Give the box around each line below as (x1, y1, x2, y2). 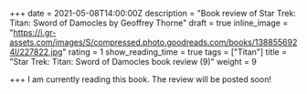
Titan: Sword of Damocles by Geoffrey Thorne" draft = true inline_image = (9, 17, 289, 28)
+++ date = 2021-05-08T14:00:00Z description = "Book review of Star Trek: (9, 8, 297, 18)
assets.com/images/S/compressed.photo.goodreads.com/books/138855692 (9, 37, 298, 47)
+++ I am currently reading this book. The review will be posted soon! (9, 74, 272, 85)
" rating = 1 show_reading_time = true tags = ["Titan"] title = (62, 47, 288, 57)
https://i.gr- (13, 27, 57, 37)
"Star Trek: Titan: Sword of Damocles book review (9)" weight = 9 (9, 57, 258, 67)
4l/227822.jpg (9, 47, 63, 57)
